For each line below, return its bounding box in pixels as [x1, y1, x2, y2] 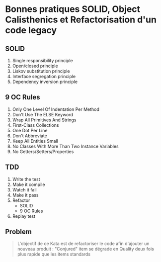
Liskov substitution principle [12, 68, 70, 74]
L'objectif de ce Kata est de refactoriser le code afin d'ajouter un [17, 241, 150, 247]
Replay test [12, 213, 36, 219]
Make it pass [12, 192, 39, 198]
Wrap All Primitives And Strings [12, 117, 77, 123]
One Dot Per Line [12, 127, 48, 133]
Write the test [12, 176, 40, 182]
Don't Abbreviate [12, 133, 47, 139]
